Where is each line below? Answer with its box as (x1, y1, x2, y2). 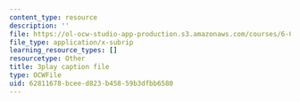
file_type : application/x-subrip (9, 37, 134, 47)
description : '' (9, 21, 70, 30)
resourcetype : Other (9, 54, 87, 63)
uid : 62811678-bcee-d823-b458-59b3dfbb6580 (9, 79, 174, 88)
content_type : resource (9, 12, 98, 22)
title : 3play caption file (9, 63, 110, 72)
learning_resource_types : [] (9, 46, 118, 55)
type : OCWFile (9, 71, 62, 80)
